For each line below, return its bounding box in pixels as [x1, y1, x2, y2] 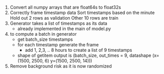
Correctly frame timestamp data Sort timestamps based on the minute [10, 10, 155, 16]
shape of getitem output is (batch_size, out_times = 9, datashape [17, 52, 151, 58]
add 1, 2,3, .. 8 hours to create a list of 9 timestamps [25, 47, 132, 53]
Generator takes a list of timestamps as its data [10, 20, 108, 26]
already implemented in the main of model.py [17, 26, 111, 32]
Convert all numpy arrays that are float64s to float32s [10, 5, 121, 10]
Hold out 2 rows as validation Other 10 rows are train [10, 15, 119, 21]
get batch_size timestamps [17, 36, 73, 42]
